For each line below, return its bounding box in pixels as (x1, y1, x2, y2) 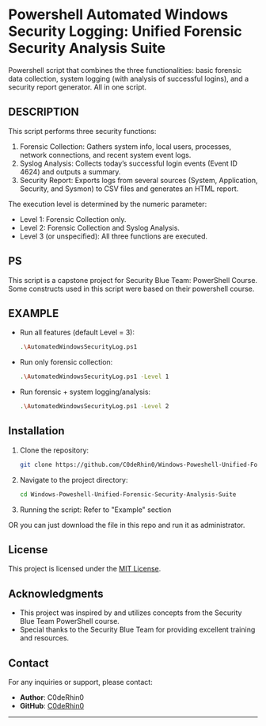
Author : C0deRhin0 (19, 693, 85, 702)
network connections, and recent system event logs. (19, 150, 192, 159)
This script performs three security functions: (8, 126, 157, 136)
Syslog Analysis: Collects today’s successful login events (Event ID (19, 159, 237, 168)
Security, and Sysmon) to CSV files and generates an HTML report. (19, 184, 239, 193)
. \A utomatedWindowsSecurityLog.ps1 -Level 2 (19, 403, 169, 411)
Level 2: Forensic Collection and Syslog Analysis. (19, 223, 180, 232)
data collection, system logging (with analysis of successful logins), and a (8, 74, 249, 83)
